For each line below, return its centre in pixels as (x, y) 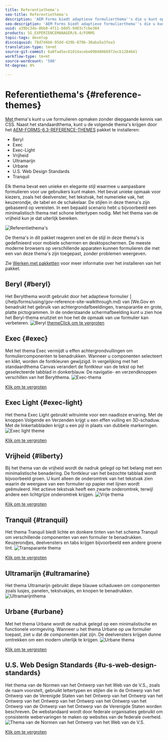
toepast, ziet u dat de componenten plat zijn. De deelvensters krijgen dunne (83, 634)
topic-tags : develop (27, 38)
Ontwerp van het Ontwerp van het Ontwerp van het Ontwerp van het (76, 701)
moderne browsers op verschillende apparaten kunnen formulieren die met (82, 248)
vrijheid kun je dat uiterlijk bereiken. (42, 218)
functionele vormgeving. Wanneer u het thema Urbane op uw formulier (78, 629)
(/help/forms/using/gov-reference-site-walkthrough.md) (63, 301)
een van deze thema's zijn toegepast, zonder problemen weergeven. (76, 253)
